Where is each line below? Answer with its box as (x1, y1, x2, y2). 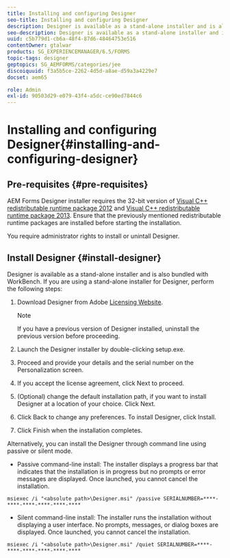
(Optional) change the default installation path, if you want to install (16, 392, 207, 400)
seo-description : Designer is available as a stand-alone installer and (7, 29, 219, 36)
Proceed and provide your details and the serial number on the (16, 358, 194, 367)
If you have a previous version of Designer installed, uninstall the (16, 324, 200, 333)
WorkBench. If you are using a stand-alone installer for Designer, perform (7, 277, 214, 286)
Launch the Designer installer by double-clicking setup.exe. (16, 345, 186, 353)
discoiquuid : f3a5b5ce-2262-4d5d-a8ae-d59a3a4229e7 (7, 67, 157, 74)
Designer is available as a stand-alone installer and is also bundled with (7, 270, 209, 278)
